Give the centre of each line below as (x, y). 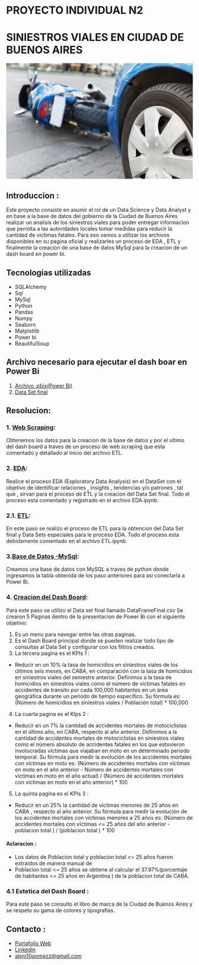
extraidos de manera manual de (53, 863)
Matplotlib (27, 331)
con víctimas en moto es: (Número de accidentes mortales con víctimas (102, 763)
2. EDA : (17, 468)
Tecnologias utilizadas (49, 272)
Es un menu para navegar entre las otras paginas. (75, 634)
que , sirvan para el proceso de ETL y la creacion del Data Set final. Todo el (98, 494)
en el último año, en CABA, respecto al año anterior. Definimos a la (96, 731)
